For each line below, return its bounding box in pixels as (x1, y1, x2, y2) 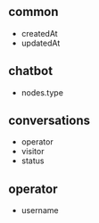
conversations (8, 113, 91, 128)
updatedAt (21, 37, 61, 48)
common (8, 4, 59, 20)
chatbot (8, 63, 54, 78)
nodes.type (21, 87, 64, 98)
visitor (21, 146, 45, 157)
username (21, 205, 59, 216)
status (21, 155, 45, 166)
